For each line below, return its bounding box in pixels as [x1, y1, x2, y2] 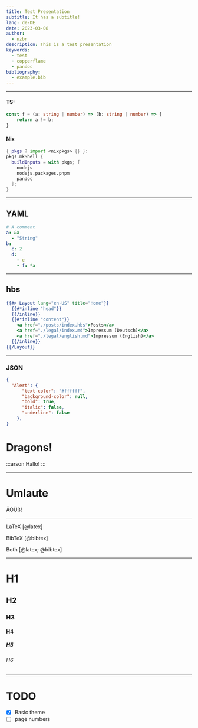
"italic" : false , [21, 404, 65, 410]
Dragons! [6, 441, 52, 455]
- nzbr [11, 36, 28, 42]
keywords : [6, 47, 31, 53]
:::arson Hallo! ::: [6, 460, 46, 467]
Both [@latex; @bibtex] [6, 546, 62, 553]
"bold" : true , [21, 399, 57, 405]
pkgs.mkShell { [6, 154, 44, 160]
